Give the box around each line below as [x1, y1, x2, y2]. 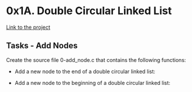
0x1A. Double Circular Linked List [6, 4, 173, 18]
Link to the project [6, 24, 51, 31]
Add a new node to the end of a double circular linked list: [14, 68, 155, 75]
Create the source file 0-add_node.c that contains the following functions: [6, 56, 186, 63]
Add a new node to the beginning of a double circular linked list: [14, 79, 171, 86]
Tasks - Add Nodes [6, 41, 78, 51]
